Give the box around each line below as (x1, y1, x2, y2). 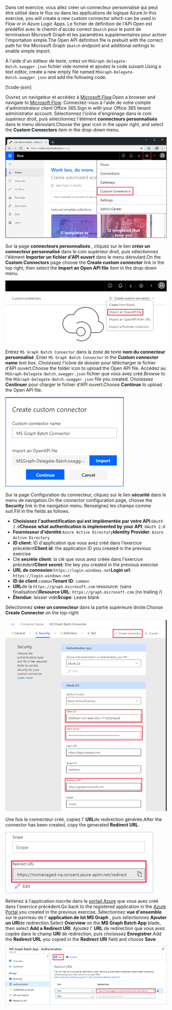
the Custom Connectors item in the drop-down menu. (5, 127, 120, 133)
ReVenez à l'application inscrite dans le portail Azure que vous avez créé (5, 898, 159, 904)
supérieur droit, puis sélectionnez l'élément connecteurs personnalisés (5, 116, 158, 122)
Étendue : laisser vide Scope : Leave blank (12, 594, 100, 600)
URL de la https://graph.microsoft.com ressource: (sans (12, 583, 132, 590)
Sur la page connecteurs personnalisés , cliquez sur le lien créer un (5, 243, 150, 249)
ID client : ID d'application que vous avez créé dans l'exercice (12, 540, 142, 546)
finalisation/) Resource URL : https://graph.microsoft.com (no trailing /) (12, 589, 163, 595)
